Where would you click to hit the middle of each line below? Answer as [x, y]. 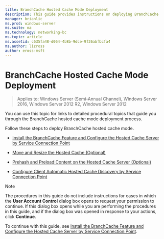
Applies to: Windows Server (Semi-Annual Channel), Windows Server [87, 99]
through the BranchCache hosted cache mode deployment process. [74, 119]
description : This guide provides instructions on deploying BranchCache [82, 14]
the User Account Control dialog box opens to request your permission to [80, 201]
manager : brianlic [24, 19]
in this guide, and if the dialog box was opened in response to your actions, [81, 212]
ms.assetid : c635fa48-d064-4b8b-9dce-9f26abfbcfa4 [58, 42]
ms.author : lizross [25, 46]
